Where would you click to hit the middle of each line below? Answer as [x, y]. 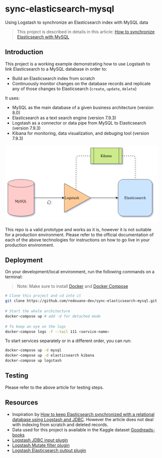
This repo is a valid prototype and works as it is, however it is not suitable [78, 229]
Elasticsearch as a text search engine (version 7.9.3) [64, 118]
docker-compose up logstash [33, 361]
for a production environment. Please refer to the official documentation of [79, 235]
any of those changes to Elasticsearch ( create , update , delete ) [74, 89]
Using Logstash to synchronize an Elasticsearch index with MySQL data [77, 22]
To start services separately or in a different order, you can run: [68, 341]
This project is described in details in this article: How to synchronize [86, 32]
